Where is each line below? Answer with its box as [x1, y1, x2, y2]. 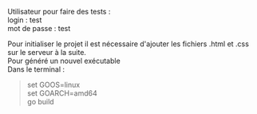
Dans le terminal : [7, 65, 65, 74]
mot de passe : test [7, 24, 71, 33]
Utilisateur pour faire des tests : [7, 7, 111, 16]
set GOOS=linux [26, 80, 81, 89]
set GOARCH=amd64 [26, 88, 97, 98]
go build [26, 97, 54, 106]
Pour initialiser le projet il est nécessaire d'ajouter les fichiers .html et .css [7, 39, 249, 49]
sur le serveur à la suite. [7, 48, 87, 57]
